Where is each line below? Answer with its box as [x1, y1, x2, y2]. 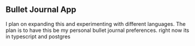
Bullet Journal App [5, 5, 77, 15]
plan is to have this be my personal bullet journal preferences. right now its [5, 27, 190, 34]
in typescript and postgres [5, 32, 71, 40]
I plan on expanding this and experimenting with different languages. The [5, 20, 186, 27]
